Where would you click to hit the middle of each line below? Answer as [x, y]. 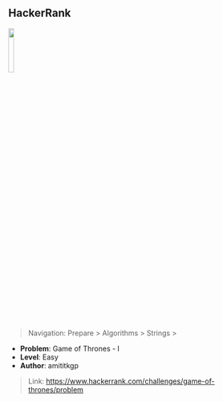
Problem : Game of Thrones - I [70, 348]
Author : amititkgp [49, 365]
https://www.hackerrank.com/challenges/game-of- [130, 381]
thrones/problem [56, 389]
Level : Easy [39, 357]
